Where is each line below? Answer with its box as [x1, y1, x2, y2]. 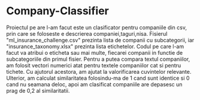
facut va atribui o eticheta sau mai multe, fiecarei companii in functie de [6, 49, 183, 56]
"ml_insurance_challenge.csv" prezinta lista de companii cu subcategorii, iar [6, 36, 195, 43]
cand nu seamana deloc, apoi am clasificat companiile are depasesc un [6, 80, 183, 87]
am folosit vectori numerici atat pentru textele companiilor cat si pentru [6, 61, 181, 69]
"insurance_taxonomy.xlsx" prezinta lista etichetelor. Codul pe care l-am [6, 43, 184, 50]
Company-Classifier [6, 4, 109, 18]
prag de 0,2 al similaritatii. [6, 87, 70, 94]
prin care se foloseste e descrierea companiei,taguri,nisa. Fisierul [6, 30, 168, 37]
